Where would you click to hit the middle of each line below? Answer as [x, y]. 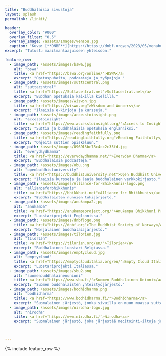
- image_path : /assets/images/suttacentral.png [60, 83]
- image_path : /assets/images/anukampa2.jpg [56, 202]
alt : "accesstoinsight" [39, 119]
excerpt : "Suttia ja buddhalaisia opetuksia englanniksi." [76, 128]
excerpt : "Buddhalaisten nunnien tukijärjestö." [65, 198]
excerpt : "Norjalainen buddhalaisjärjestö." [61, 230]
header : [13, 28]
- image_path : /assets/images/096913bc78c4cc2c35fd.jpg [68, 147]
